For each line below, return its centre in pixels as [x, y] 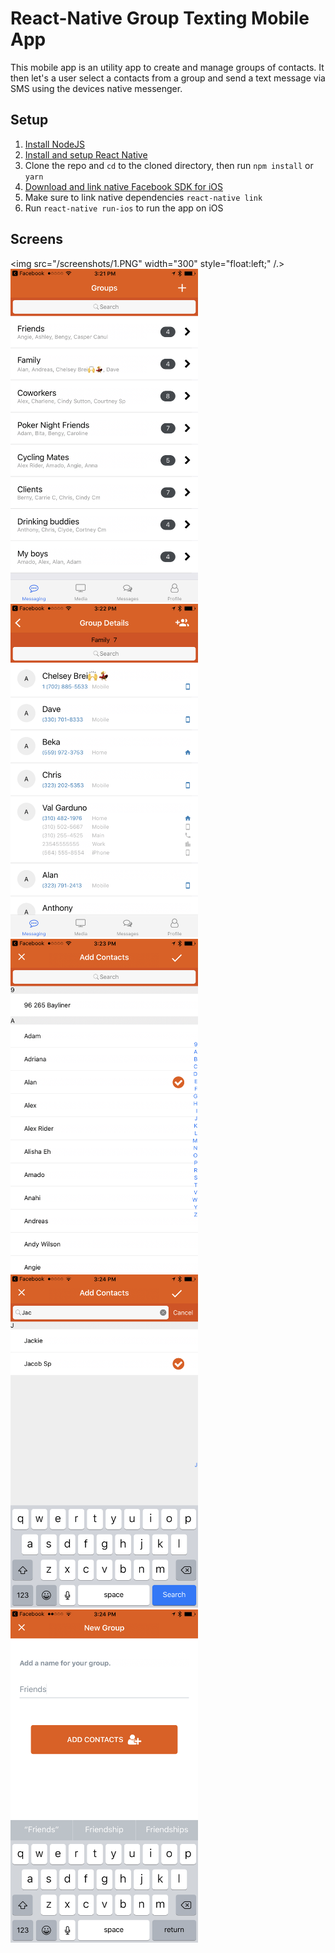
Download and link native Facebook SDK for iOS [123, 186]
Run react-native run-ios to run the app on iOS [124, 208]
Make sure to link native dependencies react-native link [143, 197]
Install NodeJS [55, 144]
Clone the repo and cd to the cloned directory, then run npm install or [169, 165]
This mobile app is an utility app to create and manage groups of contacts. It [167, 67]
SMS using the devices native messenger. [96, 88]
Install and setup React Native [86, 154]
